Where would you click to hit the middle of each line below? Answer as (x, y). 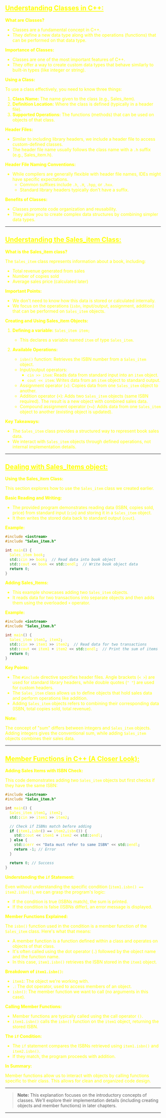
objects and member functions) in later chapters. (67, 1105)
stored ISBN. (25, 1026)
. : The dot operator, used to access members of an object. (72, 986)
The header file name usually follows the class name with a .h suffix (82, 149)
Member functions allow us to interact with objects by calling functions (77, 1075)
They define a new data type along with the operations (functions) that (84, 35)
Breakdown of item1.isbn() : (34, 971)
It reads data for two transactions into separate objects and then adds (83, 598)
